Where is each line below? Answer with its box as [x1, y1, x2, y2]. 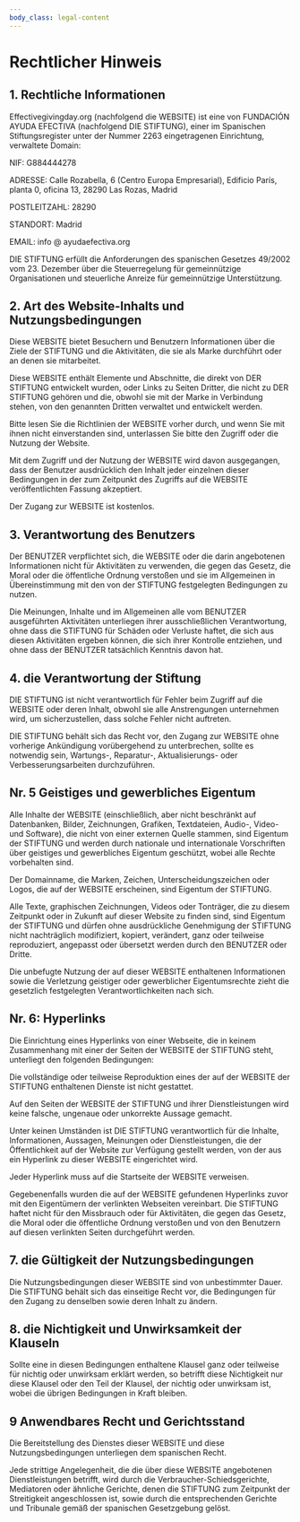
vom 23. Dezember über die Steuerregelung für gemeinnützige [9, 263, 242, 274]
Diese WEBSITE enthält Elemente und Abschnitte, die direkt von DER [9, 373, 262, 384]
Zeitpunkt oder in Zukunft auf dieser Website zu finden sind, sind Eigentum [9, 910, 286, 921]
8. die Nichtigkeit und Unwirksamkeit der [9, 1321, 242, 1336]
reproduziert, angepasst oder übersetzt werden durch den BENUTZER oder [9, 939, 287, 950]
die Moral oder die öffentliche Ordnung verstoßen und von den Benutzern [9, 1217, 280, 1228]
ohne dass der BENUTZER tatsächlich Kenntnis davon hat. [9, 645, 224, 656]
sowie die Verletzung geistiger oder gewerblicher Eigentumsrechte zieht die [9, 975, 289, 987]
